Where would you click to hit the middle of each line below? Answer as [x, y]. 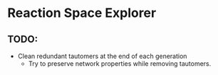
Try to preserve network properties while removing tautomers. [120, 64]
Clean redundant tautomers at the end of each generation [102, 56]
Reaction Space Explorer [82, 13]
